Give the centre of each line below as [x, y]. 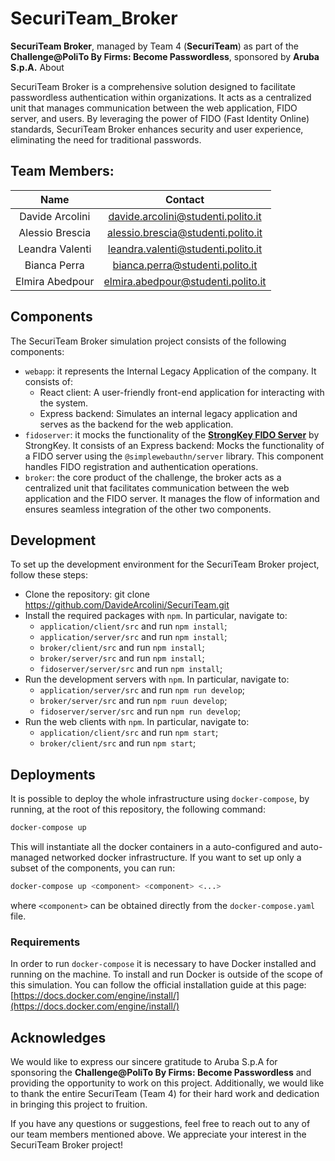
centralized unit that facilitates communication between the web [157, 488]
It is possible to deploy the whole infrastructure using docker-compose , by [160, 799]
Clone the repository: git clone [87, 594]
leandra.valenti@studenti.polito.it [185, 249]
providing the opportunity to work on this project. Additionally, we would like [167, 1083]
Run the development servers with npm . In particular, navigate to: [157, 679]
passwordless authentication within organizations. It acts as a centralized [161, 97]
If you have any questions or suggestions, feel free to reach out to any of [160, 1124]
